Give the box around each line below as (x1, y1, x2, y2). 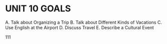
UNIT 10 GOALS (5, 3, 71, 14)
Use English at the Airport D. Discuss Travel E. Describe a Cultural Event (5, 24, 154, 30)
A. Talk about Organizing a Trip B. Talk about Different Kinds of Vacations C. (5, 19, 162, 25)
